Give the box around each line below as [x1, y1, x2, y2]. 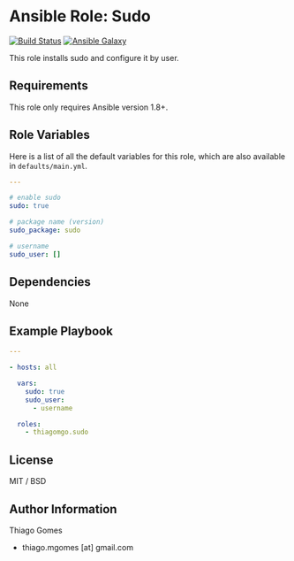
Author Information [9, 502, 117, 517]
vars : [17, 379, 38, 388]
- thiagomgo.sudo [25, 427, 89, 437]
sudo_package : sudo [9, 226, 81, 235]
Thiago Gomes [9, 525, 64, 535]
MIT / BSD [9, 476, 47, 487]
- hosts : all [9, 363, 57, 373]
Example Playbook [9, 323, 113, 338]
